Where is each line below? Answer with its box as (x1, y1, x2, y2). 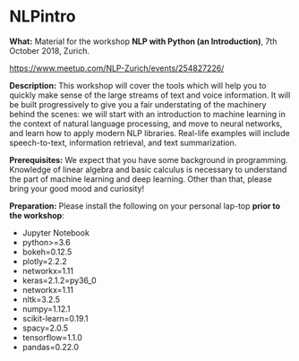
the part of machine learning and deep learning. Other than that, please (9, 173, 273, 185)
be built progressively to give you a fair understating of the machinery (9, 99, 267, 109)
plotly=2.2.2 (21, 255, 67, 266)
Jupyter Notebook (21, 227, 90, 238)
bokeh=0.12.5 (21, 246, 73, 257)
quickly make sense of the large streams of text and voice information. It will (9, 90, 291, 100)
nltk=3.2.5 (21, 294, 61, 305)
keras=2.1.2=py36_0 (21, 275, 97, 286)
